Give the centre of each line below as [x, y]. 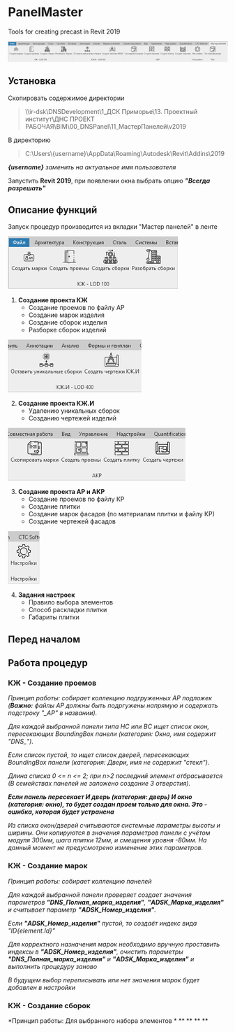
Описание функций [53, 210]
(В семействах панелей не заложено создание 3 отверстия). [99, 784]
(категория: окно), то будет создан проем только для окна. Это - [108, 805]
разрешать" [27, 188]
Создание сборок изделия [68, 323]
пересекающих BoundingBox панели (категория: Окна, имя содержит [112, 734]
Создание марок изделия [67, 315]
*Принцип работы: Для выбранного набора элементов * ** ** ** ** [108, 1021]
